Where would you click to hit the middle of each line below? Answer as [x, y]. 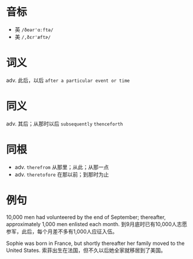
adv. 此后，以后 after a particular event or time [68, 80]
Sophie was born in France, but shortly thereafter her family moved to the [95, 243]
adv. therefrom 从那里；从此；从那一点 [62, 167]
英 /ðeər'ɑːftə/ [34, 29]
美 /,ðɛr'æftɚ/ [33, 36]
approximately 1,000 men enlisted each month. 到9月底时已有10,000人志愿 [97, 224]
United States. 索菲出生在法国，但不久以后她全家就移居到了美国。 [86, 250]
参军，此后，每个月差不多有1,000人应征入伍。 [62, 231]
